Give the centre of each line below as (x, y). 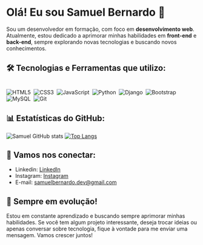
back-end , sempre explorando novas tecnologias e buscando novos (92, 42)
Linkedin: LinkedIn (38, 169)
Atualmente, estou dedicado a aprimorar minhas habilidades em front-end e (101, 35)
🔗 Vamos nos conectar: (51, 155)
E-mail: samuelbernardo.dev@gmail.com (66, 182)
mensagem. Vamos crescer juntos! (49, 235)
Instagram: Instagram (42, 176)
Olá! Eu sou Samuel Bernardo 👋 (86, 12)
